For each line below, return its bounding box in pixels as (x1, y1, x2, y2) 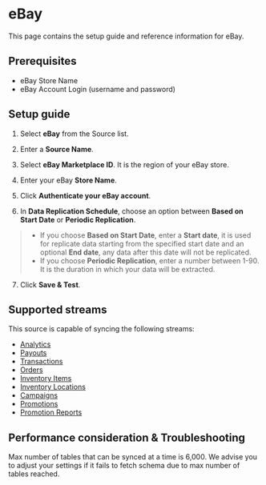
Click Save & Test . (19, 279, 81, 289)
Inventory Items (19, 374, 72, 383)
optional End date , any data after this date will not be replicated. (39, 247, 252, 257)
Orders (19, 365, 43, 375)
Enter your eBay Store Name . (19, 175, 118, 185)
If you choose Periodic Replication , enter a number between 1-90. (39, 255, 260, 265)
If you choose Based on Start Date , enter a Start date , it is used (39, 230, 252, 240)
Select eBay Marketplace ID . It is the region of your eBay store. (19, 159, 230, 169)
